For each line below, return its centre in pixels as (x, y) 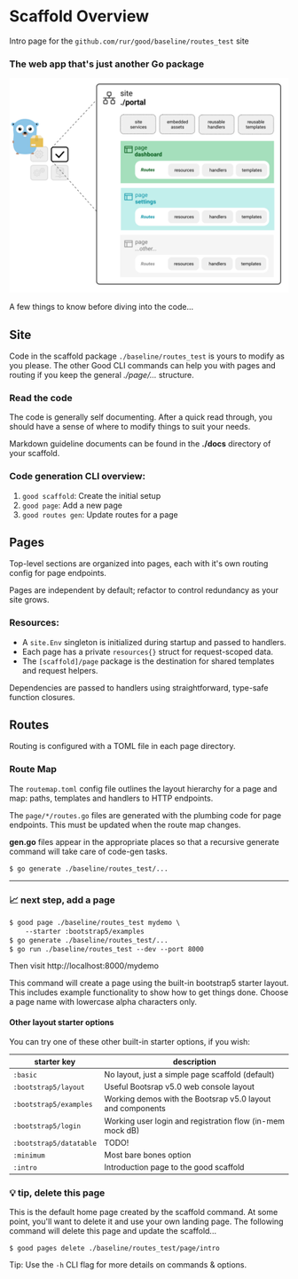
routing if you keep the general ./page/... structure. (102, 375)
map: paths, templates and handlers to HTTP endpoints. (111, 798)
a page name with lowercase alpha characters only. (103, 1002)
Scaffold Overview (79, 16)
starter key (55, 1062)
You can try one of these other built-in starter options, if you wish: (130, 1042)
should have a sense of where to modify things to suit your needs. (130, 427)
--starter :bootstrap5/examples (85, 932)
